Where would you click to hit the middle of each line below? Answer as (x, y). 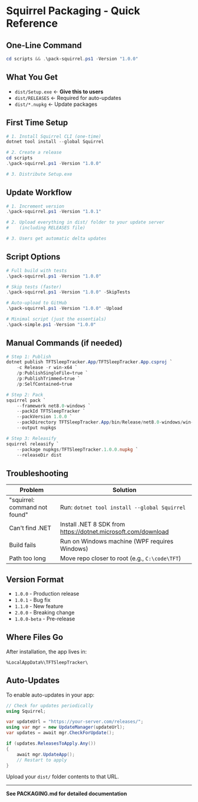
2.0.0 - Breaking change (44, 613)
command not (28, 507)
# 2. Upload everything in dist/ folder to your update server (85, 222)
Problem (32, 490)
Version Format (35, 579)
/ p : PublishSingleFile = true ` (52, 373)
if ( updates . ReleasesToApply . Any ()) (51, 743)
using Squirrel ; (26, 711)
